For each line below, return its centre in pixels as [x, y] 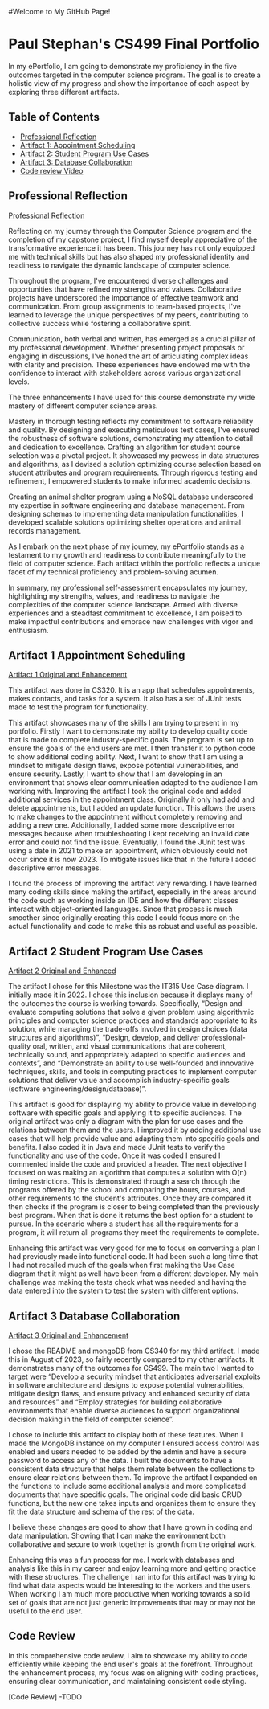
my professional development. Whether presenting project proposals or [126, 347]
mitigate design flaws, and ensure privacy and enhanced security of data [129, 1394]
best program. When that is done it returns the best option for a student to [131, 1216]
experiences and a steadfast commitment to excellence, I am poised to [125, 613]
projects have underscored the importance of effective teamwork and [124, 297]
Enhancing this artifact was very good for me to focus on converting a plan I [134, 1248]
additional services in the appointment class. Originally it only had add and [131, 799]
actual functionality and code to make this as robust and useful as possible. [133, 926]
